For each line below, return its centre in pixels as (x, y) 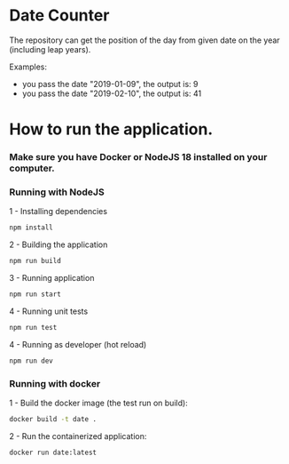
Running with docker (55, 383)
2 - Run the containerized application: (78, 436)
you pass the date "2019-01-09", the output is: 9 (110, 84)
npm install (31, 228)
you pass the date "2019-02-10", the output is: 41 (112, 93)
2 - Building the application (59, 244)
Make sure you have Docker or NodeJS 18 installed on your (138, 157)
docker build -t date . (53, 420)
